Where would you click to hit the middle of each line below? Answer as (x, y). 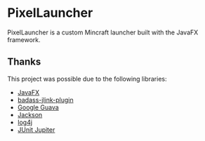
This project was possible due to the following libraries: (87, 79)
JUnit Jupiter (36, 129)
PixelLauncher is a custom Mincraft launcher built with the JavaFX (103, 32)
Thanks (24, 62)
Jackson (30, 114)
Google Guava (38, 107)
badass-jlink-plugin (45, 100)
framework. (24, 39)
